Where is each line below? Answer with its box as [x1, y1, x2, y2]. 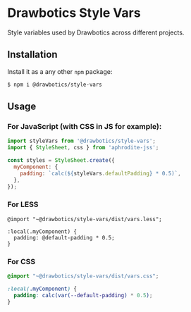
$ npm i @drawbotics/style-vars [7, 81, 102, 88]
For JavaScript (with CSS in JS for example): [7, 121, 162, 131]
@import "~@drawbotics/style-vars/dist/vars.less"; [7, 216, 162, 223]
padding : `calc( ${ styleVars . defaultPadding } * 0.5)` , [20, 170, 181, 177]
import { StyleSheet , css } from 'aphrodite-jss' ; [7, 144, 159, 151]
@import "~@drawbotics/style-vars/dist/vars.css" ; [7, 273, 159, 280]
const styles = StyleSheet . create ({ [7, 157, 115, 164]
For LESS [7, 199, 39, 209]
